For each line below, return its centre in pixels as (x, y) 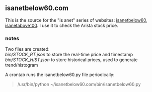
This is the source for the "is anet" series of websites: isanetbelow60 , (76, 20)
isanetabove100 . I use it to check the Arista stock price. (62, 25)
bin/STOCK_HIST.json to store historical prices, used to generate (72, 60)
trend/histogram (22, 65)
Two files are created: (27, 49)
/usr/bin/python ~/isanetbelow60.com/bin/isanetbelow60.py (79, 85)
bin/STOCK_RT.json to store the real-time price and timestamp (69, 55)
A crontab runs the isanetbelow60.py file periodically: (60, 75)
